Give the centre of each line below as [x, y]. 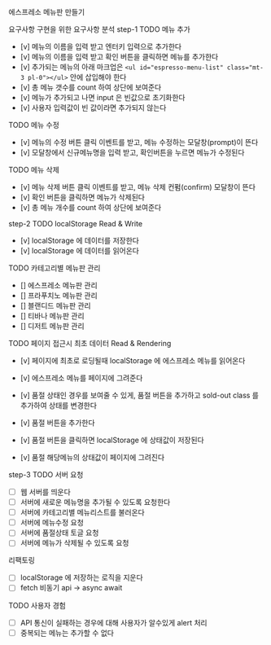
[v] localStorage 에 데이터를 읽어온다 [80, 250]
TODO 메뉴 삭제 [34, 170]
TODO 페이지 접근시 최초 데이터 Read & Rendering [90, 343]
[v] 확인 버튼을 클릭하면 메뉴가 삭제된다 [82, 197]
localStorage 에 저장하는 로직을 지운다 [82, 577]
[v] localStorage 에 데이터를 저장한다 [80, 240]
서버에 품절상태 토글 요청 [59, 533]
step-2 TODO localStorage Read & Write [76, 224]
